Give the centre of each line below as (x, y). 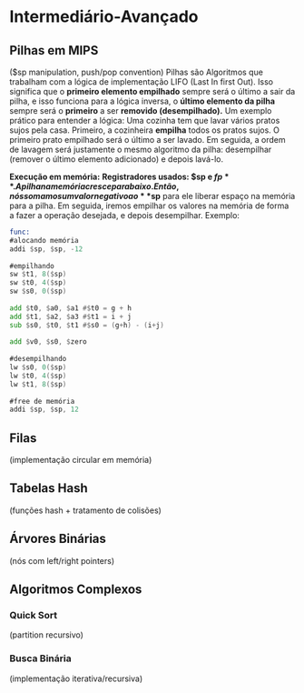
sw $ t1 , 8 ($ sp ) (38, 275)
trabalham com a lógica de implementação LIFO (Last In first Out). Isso (142, 82)
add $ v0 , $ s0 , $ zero (49, 342)
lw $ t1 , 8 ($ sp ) (38, 384)
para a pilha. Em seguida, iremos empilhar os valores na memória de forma (149, 206)
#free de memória (42, 401)
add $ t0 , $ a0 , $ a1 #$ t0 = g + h (70, 308)
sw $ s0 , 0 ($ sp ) (38, 291)
